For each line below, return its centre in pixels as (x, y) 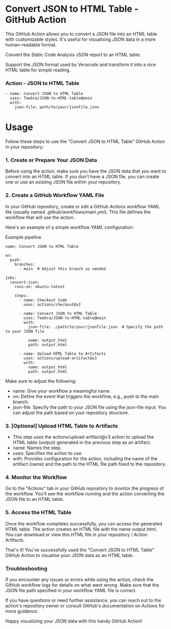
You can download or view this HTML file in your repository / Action (77, 535)
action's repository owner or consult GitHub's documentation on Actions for (85, 606)
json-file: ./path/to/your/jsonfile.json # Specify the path (95, 327)
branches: (25, 264)
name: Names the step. (37, 448)
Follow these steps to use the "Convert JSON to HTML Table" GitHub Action (85, 141)
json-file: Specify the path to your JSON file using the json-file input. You (89, 407)
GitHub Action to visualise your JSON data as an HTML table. (70, 555)
